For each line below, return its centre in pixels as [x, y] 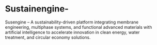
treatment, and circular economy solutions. [48, 37]
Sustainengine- [37, 9]
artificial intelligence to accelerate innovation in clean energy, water [72, 32]
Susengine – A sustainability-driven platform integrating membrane [72, 22]
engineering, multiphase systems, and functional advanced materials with [78, 27]
